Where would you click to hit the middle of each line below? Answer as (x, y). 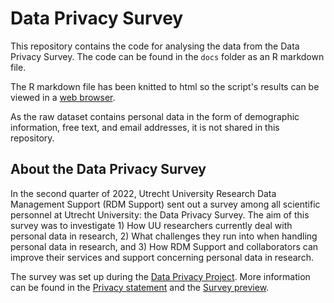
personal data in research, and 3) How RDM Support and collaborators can (164, 246)
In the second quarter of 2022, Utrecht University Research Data (143, 193)
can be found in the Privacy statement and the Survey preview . (140, 287)
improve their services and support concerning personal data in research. (162, 257)
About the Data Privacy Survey (108, 169)
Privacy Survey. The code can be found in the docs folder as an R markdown (167, 56)
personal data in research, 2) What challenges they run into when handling (164, 236)
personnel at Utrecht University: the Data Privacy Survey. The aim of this (160, 214)
